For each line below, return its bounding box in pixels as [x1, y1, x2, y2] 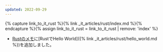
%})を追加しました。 [12, 42, 54, 48]
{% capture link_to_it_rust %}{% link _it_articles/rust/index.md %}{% [5, 20, 143, 26]
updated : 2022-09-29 [5, 7, 47, 12]
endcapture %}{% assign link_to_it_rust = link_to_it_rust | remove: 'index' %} [5, 25, 158, 32]
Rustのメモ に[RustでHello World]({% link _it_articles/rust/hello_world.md [12, 35, 157, 41]
